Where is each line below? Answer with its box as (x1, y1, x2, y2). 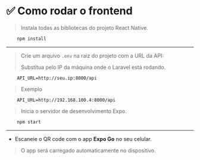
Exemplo (20, 85, 43, 93)
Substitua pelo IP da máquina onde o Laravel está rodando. (20, 64, 166, 71)
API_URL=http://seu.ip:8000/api (17, 75, 97, 81)
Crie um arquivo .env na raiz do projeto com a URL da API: (20, 52, 164, 59)
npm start (17, 119, 42, 125)
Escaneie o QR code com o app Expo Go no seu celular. (14, 135, 152, 142)
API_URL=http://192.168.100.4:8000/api (17, 97, 116, 103)
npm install (17, 36, 46, 42)
